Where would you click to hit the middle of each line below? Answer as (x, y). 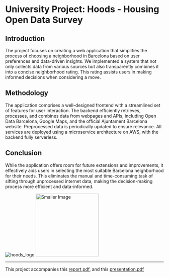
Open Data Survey (44, 20)
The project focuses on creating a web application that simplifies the (76, 51)
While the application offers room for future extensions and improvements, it (84, 165)
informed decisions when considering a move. (53, 77)
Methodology (27, 93)
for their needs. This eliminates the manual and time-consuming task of (79, 176)
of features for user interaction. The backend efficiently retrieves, (73, 110)
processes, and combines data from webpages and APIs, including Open (81, 116)
